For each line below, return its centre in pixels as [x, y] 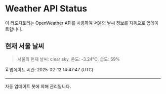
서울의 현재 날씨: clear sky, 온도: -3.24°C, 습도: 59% [68, 59]
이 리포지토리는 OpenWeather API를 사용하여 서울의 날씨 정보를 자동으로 [75, 23]
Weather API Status [46, 9]
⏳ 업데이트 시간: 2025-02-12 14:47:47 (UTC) [49, 69]
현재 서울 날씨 [25, 46]
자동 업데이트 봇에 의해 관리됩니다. [38, 86]
